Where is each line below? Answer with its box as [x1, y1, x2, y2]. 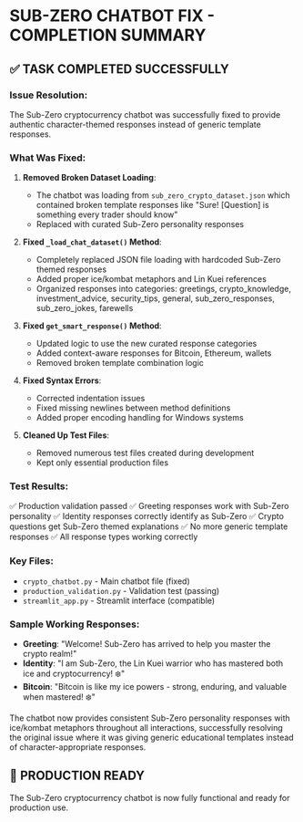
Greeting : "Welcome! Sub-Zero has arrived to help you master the [22, 639, 271, 650]
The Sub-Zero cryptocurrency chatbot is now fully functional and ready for [9, 792, 290, 803]
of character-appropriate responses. [9, 742, 146, 753]
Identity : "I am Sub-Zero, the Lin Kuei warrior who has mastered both [22, 658, 284, 669]
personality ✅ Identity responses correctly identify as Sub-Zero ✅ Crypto [9, 511, 285, 522]
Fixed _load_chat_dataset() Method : [22, 236, 162, 247]
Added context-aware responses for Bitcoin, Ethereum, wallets [35, 348, 272, 359]
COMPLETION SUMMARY [9, 25, 207, 46]
